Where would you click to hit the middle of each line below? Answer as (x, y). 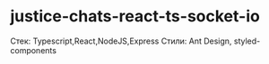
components (34, 50)
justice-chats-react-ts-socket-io (135, 16)
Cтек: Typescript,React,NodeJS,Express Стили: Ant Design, (121, 41)
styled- (247, 41)
